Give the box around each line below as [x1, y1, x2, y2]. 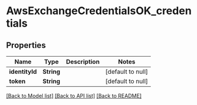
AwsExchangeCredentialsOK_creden [6, 4, 192, 18]
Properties [6, 40, 46, 50]
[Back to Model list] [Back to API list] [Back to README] [6, 93, 142, 99]
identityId [9, 68, 37, 76]
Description [66, 58, 100, 65]
